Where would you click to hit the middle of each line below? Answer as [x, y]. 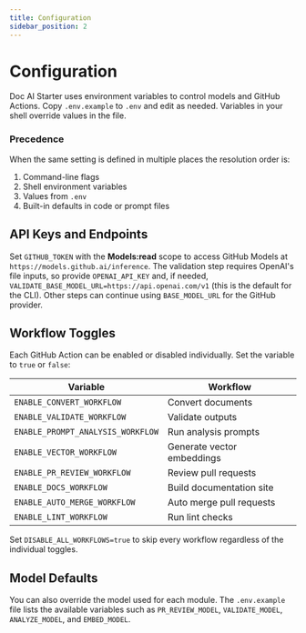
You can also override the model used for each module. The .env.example [148, 600]
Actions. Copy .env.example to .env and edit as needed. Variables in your [146, 106]
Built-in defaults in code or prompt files [96, 206]
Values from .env [55, 196]
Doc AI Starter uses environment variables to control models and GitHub [145, 96]
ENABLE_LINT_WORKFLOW [61, 517]
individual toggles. [44, 549]
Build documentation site [220, 487]
